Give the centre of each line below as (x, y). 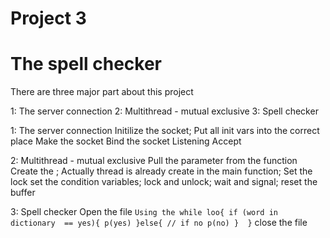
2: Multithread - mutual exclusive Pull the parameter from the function (154, 161)
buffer (23, 193)
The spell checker (86, 64)
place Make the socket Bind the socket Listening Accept (126, 141)
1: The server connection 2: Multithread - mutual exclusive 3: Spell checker (164, 111)
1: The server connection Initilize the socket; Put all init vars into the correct (165, 131)
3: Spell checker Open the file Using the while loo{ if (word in (144, 212)
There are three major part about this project (102, 92)
